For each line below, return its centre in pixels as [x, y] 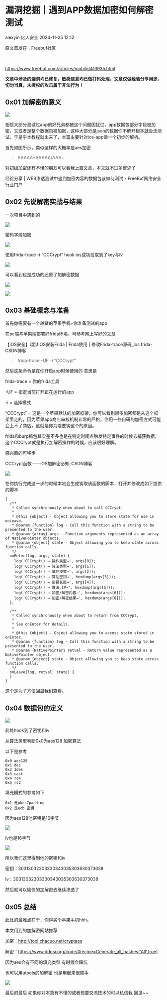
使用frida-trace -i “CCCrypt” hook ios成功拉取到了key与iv [64, 254]
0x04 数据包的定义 [34, 708]
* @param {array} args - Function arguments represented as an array [85, 534]
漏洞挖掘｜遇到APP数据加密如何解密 [80, 10]
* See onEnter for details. [41, 625]
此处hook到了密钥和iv [27, 731]
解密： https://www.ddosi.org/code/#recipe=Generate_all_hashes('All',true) [82, 951]
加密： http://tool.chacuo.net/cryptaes [44, 941]
